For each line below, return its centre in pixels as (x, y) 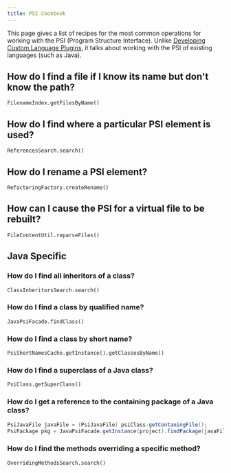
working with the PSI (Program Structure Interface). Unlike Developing (107, 40)
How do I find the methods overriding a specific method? (104, 449)
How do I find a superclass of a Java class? (80, 371)
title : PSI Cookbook (37, 13)
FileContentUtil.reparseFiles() (53, 235)
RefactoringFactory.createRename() (58, 188)
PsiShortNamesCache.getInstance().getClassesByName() (86, 353)
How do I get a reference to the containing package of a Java (110, 401)
